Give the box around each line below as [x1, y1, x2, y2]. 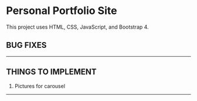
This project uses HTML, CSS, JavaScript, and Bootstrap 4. [6, 23, 149, 30]
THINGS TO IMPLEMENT [6, 67, 97, 77]
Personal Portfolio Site [6, 4, 117, 18]
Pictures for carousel [14, 82, 66, 89]
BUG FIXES [6, 40, 47, 50]
